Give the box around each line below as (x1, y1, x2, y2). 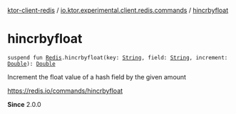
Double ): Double (7, 60, 56, 67)
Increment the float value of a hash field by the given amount (7, 72, 187, 81)
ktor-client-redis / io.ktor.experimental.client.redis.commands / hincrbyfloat (7, 6, 229, 14)
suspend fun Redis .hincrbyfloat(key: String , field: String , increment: (7, 54, 228, 61)
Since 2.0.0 (7, 100, 41, 108)
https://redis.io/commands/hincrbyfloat (7, 86, 123, 95)
